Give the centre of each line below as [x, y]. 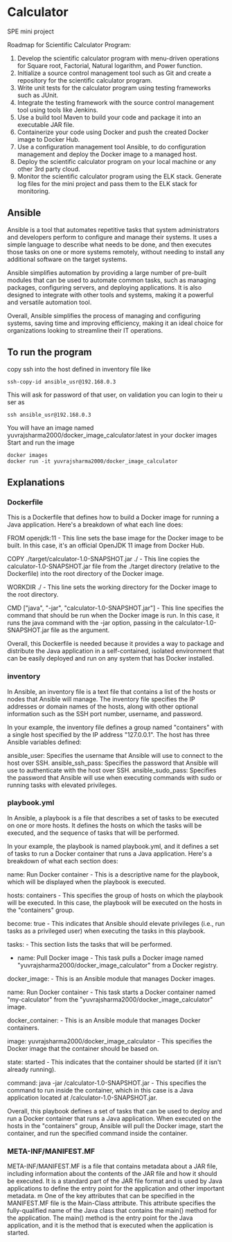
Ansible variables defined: [44, 742]
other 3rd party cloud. [49, 169]
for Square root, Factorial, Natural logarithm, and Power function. [110, 65]
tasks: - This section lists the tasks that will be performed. [90, 944]
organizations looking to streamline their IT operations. [85, 330]
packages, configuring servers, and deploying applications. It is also [105, 287]
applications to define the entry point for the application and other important [116, 1189]
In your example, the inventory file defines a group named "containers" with [115, 727]
